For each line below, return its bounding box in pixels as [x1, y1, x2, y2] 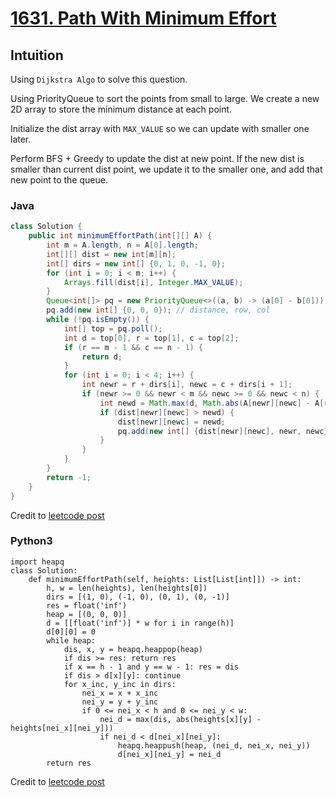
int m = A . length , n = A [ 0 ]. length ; [46, 240, 199, 251]
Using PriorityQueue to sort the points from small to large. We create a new [10, 93, 320, 104]
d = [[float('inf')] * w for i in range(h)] [46, 618, 235, 628]
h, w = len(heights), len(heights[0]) [46, 583, 208, 593]
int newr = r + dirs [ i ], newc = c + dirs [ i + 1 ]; [81, 380, 293, 390]
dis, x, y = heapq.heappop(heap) [63, 644, 203, 654]
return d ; [81, 352, 123, 362]
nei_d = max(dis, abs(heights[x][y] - [99, 714, 262, 724]
